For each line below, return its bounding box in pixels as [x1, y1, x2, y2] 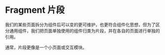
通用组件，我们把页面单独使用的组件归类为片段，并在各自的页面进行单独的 [9, 27, 160, 33]
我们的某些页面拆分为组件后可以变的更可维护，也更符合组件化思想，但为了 [5, 22, 156, 27]
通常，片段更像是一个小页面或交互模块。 [5, 44, 87, 50]
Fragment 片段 [5, 4, 65, 16]
